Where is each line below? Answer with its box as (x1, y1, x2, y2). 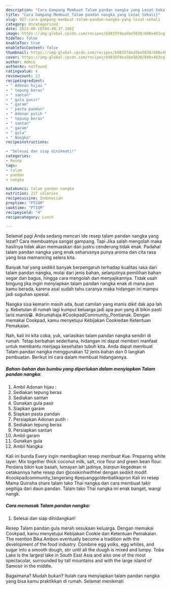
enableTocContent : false (6, 45, 58, 50)
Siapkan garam (13, 406, 45, 412)
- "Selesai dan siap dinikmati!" (6, 149, 77, 154)
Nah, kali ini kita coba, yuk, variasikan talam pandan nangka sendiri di (6, 333, 151, 339)
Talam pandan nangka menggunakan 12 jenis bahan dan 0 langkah (6, 349, 145, 355)
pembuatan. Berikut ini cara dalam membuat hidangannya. (6, 354, 128, 361)
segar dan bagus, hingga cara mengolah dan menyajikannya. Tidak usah (6, 275, 158, 281)
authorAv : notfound (6, 64, 47, 69)
